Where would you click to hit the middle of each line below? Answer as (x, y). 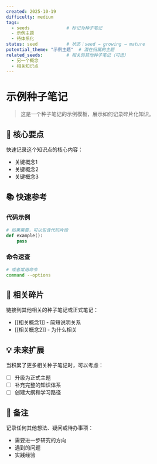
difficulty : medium (30, 17)
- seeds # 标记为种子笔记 (57, 28)
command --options (28, 275)
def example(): (25, 236)
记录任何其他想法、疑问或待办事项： (50, 428)
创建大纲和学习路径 (38, 393)
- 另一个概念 (25, 60)
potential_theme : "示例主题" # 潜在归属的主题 (60, 50)
